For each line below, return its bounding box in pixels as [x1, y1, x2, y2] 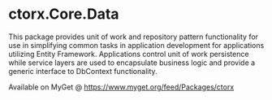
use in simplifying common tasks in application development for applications [8, 40, 265, 50]
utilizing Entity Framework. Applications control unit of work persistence [8, 49, 249, 59]
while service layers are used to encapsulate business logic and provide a [8, 58, 256, 67]
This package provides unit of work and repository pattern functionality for [8, 32, 258, 41]
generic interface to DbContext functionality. [8, 66, 158, 76]
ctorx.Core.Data [8, 5, 119, 24]
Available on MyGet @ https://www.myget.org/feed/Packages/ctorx [8, 82, 235, 92]
